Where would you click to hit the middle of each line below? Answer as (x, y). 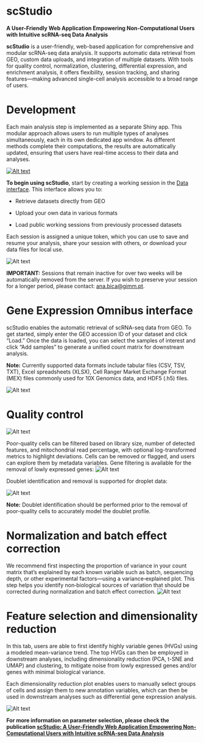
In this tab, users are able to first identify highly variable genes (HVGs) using (102, 646)
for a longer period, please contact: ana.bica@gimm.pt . (76, 286)
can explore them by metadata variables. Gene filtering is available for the (99, 463)
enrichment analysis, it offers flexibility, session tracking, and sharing (93, 72)
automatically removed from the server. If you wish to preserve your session (102, 279)
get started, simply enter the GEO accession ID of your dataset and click (97, 334)
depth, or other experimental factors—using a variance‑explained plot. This (100, 578)
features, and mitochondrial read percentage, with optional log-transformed (101, 450)
